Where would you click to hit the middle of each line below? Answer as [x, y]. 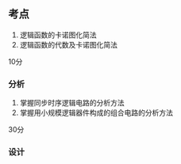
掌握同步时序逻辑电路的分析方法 [72, 103]
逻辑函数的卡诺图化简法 [58, 35]
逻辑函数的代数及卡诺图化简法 [68, 44]
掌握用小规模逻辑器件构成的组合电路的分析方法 [96, 113]
